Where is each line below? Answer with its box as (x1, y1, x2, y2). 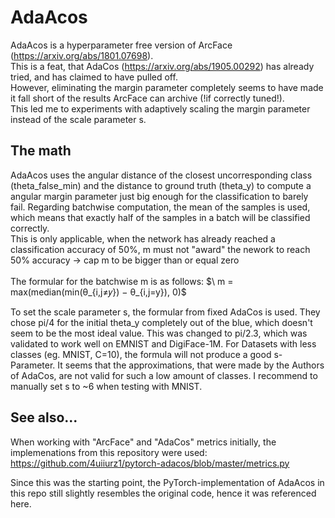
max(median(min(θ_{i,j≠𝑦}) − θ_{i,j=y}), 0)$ (10, 286, 187, 298)
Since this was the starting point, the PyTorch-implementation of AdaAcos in (10, 476, 325, 488)
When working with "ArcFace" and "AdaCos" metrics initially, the (10, 436, 277, 448)
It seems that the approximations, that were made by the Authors (57, 359, 325, 371)
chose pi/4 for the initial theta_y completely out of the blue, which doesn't (10, 316, 313, 328)
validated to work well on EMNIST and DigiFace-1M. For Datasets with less (10, 337, 317, 350)
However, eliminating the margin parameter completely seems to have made (10, 81, 324, 93)
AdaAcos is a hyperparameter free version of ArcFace (10, 39, 233, 51)
